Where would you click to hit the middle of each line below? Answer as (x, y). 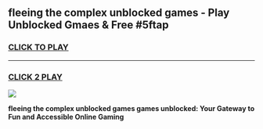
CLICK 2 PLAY (35, 77)
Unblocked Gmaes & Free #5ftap (88, 25)
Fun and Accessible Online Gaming (66, 116)
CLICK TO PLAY (38, 48)
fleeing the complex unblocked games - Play (119, 13)
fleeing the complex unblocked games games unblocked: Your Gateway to (131, 108)
